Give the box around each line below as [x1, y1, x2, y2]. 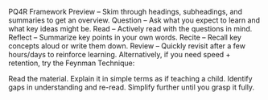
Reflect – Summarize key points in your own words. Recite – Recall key [8, 32, 241, 42]
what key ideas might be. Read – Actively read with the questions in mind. [8, 24, 253, 33]
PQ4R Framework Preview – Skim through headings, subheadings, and [8, 7, 243, 16]
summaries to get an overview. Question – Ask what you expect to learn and [8, 15, 260, 25]
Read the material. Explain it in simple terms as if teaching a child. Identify [8, 74, 253, 83]
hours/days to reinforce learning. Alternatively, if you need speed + [8, 50, 231, 59]
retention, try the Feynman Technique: [8, 58, 135, 68]
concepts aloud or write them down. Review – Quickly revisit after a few [8, 41, 245, 51]
